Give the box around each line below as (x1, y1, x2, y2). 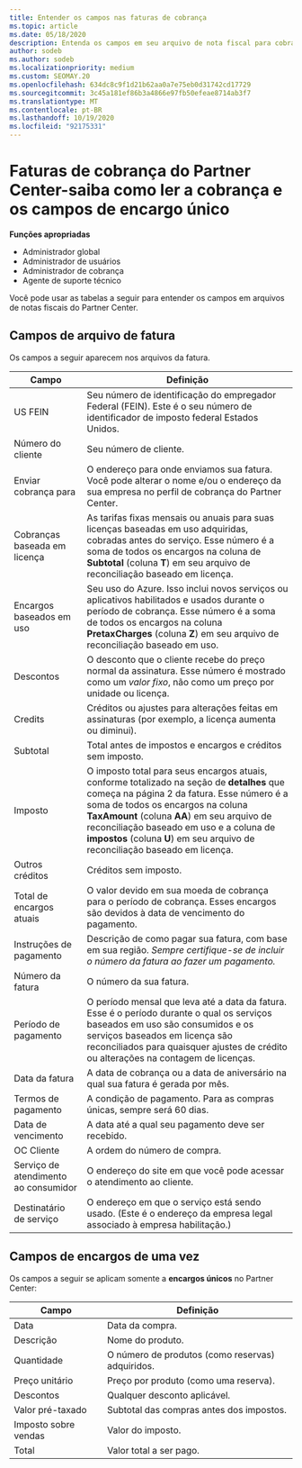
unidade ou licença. (86, 686, 170, 699)
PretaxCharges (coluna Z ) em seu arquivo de (86, 627, 280, 639)
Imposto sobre (13, 1418, 75, 1430)
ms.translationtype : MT (9, 96, 99, 106)
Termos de (13, 1092, 60, 1104)
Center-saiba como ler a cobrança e (9, 180, 283, 201)
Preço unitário (13, 1374, 74, 1387)
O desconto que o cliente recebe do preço (86, 653, 265, 666)
